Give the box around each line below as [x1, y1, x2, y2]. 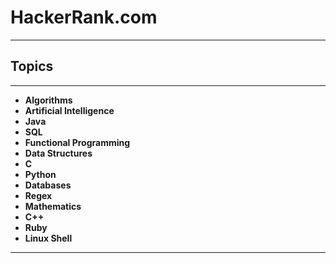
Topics [10, 58, 54, 75]
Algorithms [24, 94, 73, 106]
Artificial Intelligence [24, 104, 115, 116]
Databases [24, 179, 72, 191]
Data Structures [24, 147, 93, 159]
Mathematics [24, 200, 82, 212]
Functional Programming [24, 136, 131, 148]
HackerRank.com [10, 6, 158, 29]
